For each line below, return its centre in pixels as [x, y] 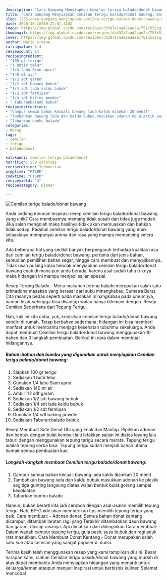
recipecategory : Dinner [30, 185]
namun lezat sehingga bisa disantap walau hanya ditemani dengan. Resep [81, 301]
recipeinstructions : [27, 107]
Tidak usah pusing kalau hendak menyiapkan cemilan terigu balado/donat [81, 265]
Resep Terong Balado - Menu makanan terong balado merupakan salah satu [83, 286]
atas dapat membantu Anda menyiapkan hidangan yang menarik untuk [78, 563]
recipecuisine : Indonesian [33, 167]
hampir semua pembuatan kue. [37, 451]
